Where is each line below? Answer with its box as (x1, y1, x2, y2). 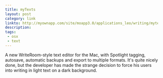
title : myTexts (5, 7, 36, 12)
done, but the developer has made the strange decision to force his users (5, 62, 152, 68)
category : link (5, 16, 36, 21)
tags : (5, 30, 16, 34)
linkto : (5, 20, 21, 26)
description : (5, 25, 32, 30)
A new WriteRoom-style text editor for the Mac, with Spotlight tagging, (5, 52, 146, 58)
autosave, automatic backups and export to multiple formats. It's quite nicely (5, 57, 158, 63)
